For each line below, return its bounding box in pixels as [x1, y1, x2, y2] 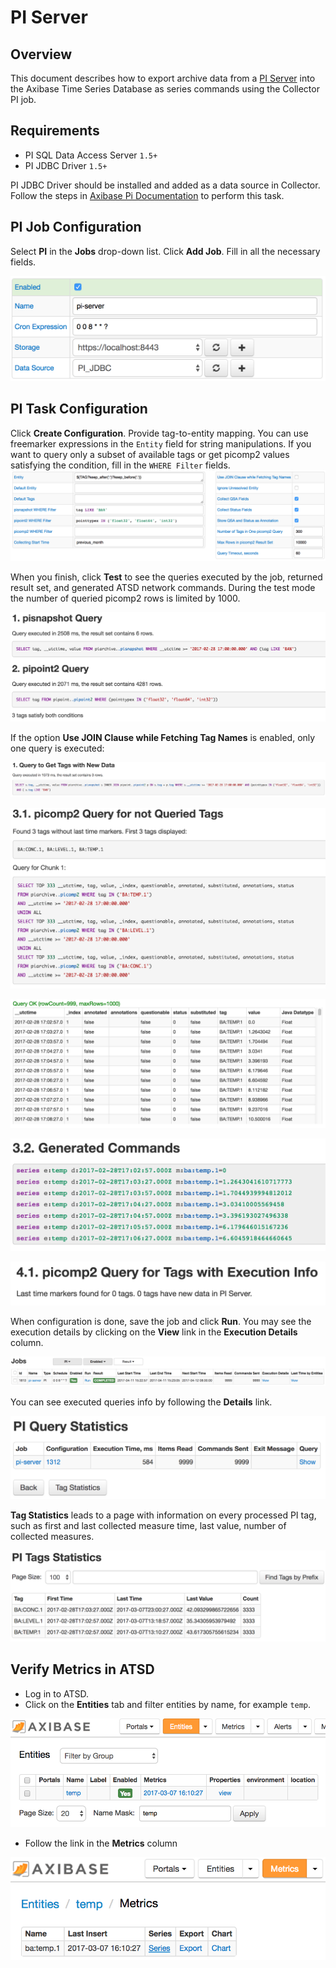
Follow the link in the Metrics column [24, 1837, 178, 1849]
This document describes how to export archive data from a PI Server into [10, 72, 316, 84]
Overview [10, 46, 73, 63]
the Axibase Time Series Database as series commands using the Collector [10, 83, 320, 95]
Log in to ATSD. [24, 1687, 90, 1700]
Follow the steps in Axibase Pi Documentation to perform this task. [10, 189, 285, 201]
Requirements [10, 122, 100, 140]
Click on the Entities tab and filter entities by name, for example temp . [24, 1698, 312, 1710]
